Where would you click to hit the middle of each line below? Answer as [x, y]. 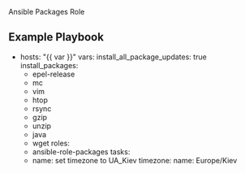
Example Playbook [56, 37]
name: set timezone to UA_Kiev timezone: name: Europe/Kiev [135, 160]
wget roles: [51, 143]
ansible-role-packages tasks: [81, 151]
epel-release [54, 74]
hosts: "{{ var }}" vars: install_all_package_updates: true [113, 57]
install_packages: [49, 65]
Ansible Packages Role [47, 12]
